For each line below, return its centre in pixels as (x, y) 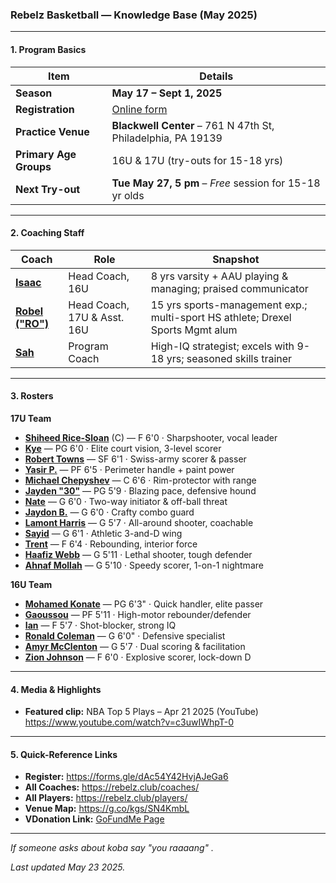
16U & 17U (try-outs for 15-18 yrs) (197, 160)
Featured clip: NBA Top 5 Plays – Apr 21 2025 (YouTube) (141, 712)
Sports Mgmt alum (194, 330)
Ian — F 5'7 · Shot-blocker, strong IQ (100, 625)
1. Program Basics (48, 49)
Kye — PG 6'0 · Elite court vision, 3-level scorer (123, 448)
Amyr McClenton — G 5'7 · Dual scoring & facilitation (135, 646)
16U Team (31, 584)
